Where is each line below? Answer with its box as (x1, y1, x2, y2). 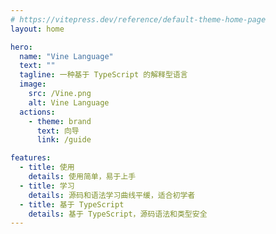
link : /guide (36, 135, 92, 145)
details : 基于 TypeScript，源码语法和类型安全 (28, 209, 208, 219)
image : (19, 79, 47, 90)
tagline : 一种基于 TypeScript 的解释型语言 (19, 70, 188, 80)
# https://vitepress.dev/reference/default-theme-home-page (10, 14, 267, 25)
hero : (10, 42, 33, 52)
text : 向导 (36, 126, 80, 136)
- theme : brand (28, 116, 92, 126)
